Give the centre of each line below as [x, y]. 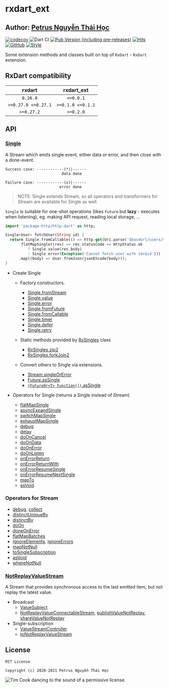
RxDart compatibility [38, 76]
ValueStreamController [44, 629]
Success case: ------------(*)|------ [46, 169]
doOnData [31, 442]
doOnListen [32, 453]
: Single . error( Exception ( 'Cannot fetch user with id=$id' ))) [94, 254]
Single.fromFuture [46, 308]
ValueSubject [34, 607]
